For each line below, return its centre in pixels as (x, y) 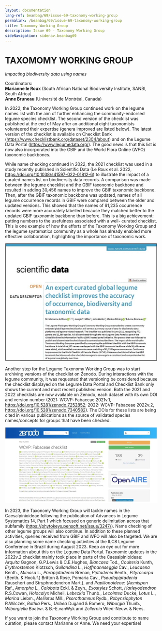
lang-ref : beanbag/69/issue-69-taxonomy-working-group (61, 15)
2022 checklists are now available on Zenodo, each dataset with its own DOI (81, 395)
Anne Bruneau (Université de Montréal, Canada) (53, 99)
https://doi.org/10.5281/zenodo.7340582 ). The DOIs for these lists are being (81, 410)
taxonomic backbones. (28, 154)
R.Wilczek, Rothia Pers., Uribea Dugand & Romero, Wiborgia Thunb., (73, 603)
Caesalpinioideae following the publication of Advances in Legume (71, 515)
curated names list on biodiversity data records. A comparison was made (78, 179)
